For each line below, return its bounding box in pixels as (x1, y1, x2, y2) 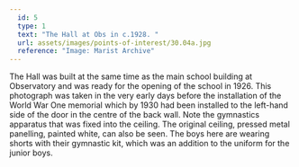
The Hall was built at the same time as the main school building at (9, 71, 253, 82)
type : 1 (17, 22, 47, 31)
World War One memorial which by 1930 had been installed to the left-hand (9, 100, 288, 110)
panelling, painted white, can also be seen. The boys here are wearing (9, 128, 270, 139)
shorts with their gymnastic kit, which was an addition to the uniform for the (9, 138, 290, 149)
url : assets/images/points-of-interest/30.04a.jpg (17, 38, 212, 48)
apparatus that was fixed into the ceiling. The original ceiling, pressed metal (9, 119, 291, 130)
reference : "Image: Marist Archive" (17, 47, 155, 56)
